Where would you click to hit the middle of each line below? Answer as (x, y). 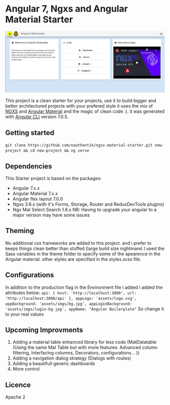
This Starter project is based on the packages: (54, 178)
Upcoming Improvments (44, 330)
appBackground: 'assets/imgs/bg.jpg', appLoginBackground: (69, 304)
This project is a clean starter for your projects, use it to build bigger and (81, 101)
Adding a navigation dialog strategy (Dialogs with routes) (72, 358)
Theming (20, 231)
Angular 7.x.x (26, 188)
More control (26, 369)
